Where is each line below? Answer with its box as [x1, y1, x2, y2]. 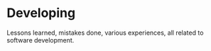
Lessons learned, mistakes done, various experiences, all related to [6, 28, 204, 37]
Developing [6, 5, 76, 21]
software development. [6, 35, 75, 44]
